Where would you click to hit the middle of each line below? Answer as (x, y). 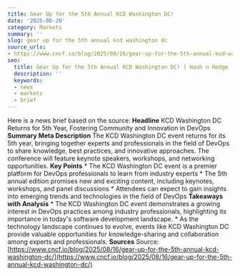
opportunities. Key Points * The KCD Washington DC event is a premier (112, 166)
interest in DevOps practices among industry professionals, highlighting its (117, 211)
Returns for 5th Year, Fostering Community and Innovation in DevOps (109, 128)
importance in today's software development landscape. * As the (103, 219)
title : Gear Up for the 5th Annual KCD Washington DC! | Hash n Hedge (121, 67)
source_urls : (27, 47)
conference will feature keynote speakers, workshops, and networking (111, 158)
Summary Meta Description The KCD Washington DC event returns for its (117, 136)
